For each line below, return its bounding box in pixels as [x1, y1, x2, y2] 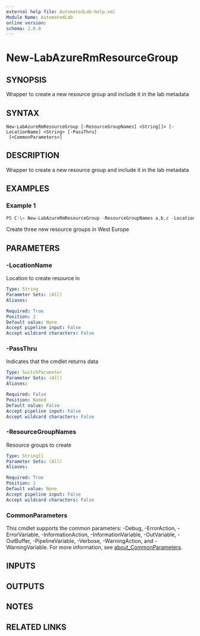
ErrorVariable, [6, 531, 40, 538]
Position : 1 [6, 480, 36, 487]
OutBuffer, [6, 537, 32, 545]
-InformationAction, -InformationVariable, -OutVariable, [41, 531, 177, 538]
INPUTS [6, 561, 36, 571]
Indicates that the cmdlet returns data [6, 358, 99, 365]
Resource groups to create [6, 441, 71, 448]
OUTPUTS [6, 581, 45, 591]
